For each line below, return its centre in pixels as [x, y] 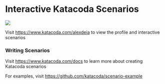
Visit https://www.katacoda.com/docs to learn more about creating [74, 61]
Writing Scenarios [27, 50]
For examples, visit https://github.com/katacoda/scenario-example [74, 76]
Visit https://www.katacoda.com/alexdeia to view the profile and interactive [82, 32]
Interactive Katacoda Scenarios [72, 9]
